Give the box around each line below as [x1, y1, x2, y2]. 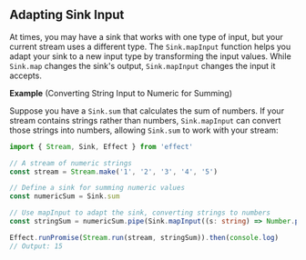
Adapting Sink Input [9, 7, 125, 23]
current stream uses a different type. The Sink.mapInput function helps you [9, 41, 291, 52]
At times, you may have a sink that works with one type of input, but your [9, 31, 284, 42]
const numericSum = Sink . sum [9, 192, 120, 201]
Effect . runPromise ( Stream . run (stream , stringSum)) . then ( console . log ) [9, 233, 280, 242]
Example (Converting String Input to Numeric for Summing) [9, 87, 233, 98]
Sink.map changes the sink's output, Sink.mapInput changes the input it [9, 60, 276, 71]
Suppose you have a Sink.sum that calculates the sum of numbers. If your [9, 105, 285, 116]
